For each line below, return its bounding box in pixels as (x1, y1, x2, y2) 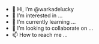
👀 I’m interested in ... (11, 12, 63, 19)
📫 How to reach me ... (11, 32, 68, 38)
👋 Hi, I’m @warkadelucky (11, 6, 74, 12)
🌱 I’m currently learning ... (11, 18, 76, 25)
